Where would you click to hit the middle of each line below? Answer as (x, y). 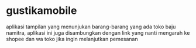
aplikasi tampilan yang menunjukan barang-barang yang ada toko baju (91, 27)
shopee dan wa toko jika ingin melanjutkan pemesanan (72, 39)
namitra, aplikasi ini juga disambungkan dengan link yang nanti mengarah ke (98, 32)
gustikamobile (42, 11)
